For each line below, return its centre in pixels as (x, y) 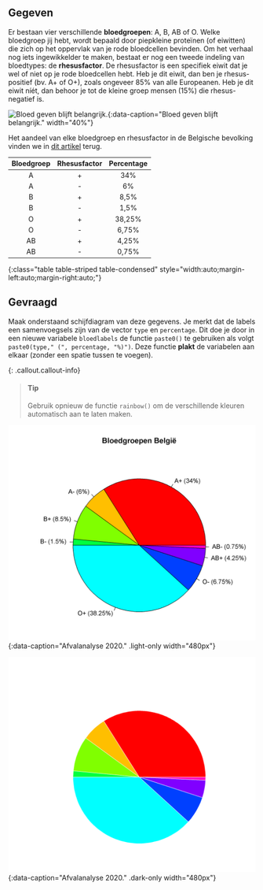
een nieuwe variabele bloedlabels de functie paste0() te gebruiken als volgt (131, 338)
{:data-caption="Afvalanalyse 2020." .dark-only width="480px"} (112, 877)
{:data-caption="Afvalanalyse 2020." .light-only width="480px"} (112, 646)
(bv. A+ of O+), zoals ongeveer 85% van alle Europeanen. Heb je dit (144, 82)
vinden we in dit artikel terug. (55, 146)
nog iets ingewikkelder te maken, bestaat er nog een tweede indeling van (126, 57)
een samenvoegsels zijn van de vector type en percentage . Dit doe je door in (131, 329)
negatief (22, 98)
